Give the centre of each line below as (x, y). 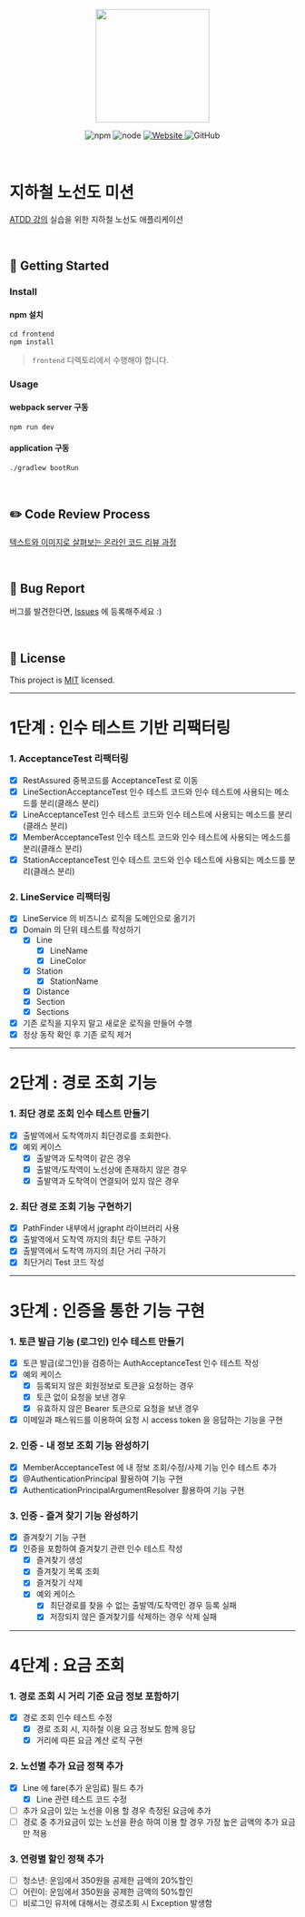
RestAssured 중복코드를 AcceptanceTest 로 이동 (110, 780)
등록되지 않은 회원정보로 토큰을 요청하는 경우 (115, 1386)
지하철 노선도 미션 (72, 193)
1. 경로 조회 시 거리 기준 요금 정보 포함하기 (94, 1696)
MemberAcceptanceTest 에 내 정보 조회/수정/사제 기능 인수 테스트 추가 (149, 1467)
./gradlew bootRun (44, 467)
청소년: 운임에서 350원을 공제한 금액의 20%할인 (108, 1881)
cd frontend (32, 334)
